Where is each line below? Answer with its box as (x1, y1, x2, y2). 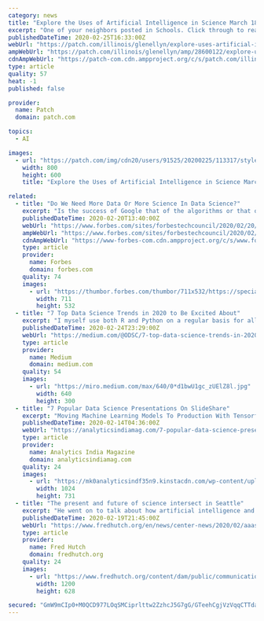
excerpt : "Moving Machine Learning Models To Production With (22, 412, 230, 420)
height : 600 (22, 171, 61, 179)
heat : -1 (8, 77, 37, 85)
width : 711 (36, 295, 72, 303)
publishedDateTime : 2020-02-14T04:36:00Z (22, 419, 159, 427)
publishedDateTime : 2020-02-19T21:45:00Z (22, 514, 159, 522)
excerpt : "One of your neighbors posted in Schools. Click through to (8, 26, 244, 34)
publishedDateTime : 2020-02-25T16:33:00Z (8, 33, 146, 42)
